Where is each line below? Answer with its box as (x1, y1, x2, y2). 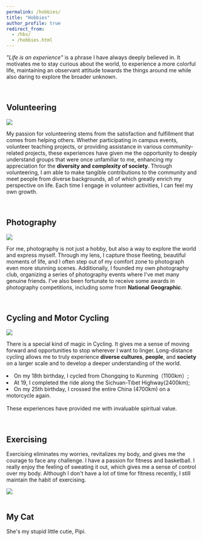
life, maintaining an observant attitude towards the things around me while (6, 67, 191, 73)
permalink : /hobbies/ (6, 9, 61, 15)
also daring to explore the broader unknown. (6, 73, 118, 80)
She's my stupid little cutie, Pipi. (6, 528, 86, 535)
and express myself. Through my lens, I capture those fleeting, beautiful (6, 251, 186, 259)
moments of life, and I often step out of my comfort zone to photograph (6, 257, 185, 265)
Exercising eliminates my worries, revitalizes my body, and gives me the (6, 451, 186, 458)
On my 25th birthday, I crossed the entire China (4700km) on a (14, 386, 171, 393)
